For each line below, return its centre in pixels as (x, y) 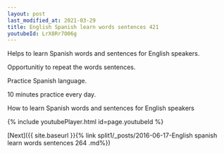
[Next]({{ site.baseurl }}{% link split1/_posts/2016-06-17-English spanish (112, 135)
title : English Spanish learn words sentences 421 (83, 27)
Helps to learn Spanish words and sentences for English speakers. (104, 54)
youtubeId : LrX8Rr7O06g (42, 33)
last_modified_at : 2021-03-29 (52, 20)
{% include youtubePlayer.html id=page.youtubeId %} (86, 122)
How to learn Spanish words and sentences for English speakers (101, 108)
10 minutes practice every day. (52, 94)
